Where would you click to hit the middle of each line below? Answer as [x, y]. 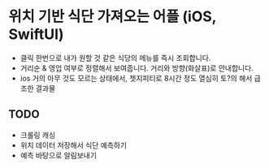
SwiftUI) [36, 34]
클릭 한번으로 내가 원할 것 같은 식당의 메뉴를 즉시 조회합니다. [115, 58]
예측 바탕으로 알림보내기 [59, 155]
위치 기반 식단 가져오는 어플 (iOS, [113, 17]
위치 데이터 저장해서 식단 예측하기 [74, 145]
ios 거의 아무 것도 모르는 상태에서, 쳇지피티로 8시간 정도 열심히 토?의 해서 [136, 78]
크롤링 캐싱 [38, 135]
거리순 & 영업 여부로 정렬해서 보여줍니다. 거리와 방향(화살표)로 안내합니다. [137, 68]
